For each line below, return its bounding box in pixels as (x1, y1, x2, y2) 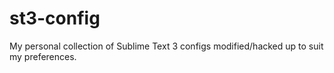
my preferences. (9, 50, 77, 62)
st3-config (9, 7, 101, 30)
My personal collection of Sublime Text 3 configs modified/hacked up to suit (9, 40, 324, 52)
